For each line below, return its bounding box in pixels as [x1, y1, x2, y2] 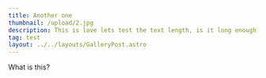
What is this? [8, 62, 50, 72]
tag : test [8, 33, 41, 42]
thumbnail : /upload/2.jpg [8, 19, 93, 27]
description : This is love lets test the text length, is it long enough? [8, 26, 260, 34]
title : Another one [8, 11, 73, 20]
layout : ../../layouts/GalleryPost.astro [8, 41, 147, 49]
